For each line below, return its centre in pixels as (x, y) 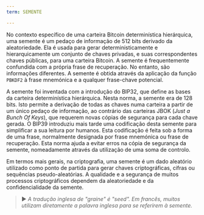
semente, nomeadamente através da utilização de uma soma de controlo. (98, 149)
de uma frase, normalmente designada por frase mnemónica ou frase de (97, 137)
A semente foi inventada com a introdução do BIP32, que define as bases (98, 91)
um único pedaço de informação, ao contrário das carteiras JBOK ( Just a (98, 111)
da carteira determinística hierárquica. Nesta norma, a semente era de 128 (100, 98)
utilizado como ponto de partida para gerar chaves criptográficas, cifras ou (100, 168)
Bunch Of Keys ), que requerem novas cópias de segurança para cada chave (102, 117)
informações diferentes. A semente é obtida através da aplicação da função (101, 73)
